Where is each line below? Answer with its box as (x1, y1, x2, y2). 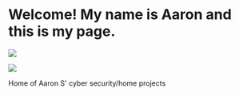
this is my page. (8, 22, 116, 40)
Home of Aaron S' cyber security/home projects (8, 78, 166, 88)
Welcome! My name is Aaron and (8, 6, 232, 24)
